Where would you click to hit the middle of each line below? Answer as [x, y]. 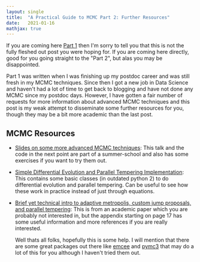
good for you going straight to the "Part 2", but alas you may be [84, 58]
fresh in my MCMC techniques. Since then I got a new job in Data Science [97, 83]
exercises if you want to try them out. [61, 161]
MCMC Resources [41, 133]
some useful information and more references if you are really [91, 222]
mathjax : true [24, 28]
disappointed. [23, 65]
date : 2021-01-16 [31, 23]
